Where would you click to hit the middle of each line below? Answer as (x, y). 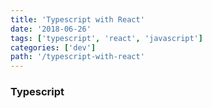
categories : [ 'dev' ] (53, 47)
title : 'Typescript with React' (77, 19)
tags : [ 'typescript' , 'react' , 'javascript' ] (106, 38)
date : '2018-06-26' (51, 29)
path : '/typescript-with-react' (77, 57)
